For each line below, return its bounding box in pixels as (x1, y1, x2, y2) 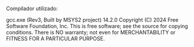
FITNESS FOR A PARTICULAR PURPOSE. (6, 35, 105, 42)
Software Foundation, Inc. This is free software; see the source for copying (6, 23, 189, 29)
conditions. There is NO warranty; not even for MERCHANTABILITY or (6, 29, 176, 36)
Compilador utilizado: (6, 5, 58, 12)
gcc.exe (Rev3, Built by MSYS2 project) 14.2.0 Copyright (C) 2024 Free (6, 16, 179, 23)
